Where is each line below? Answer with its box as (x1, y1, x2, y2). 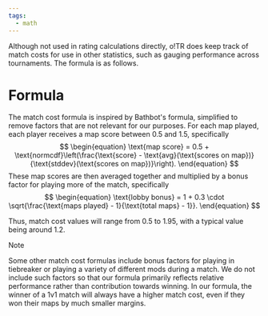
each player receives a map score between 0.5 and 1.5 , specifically (8, 130, 230, 139)
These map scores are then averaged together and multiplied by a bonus (8, 171, 249, 181)
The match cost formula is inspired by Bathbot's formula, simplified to (8, 113, 238, 122)
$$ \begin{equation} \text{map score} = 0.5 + (59, 142, 210, 152)
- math (15, 19, 38, 27)
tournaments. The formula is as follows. (8, 58, 138, 68)
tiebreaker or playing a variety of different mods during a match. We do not (8, 265, 255, 274)
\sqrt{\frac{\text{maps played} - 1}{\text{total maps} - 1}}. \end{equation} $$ (8, 201, 261, 210)
